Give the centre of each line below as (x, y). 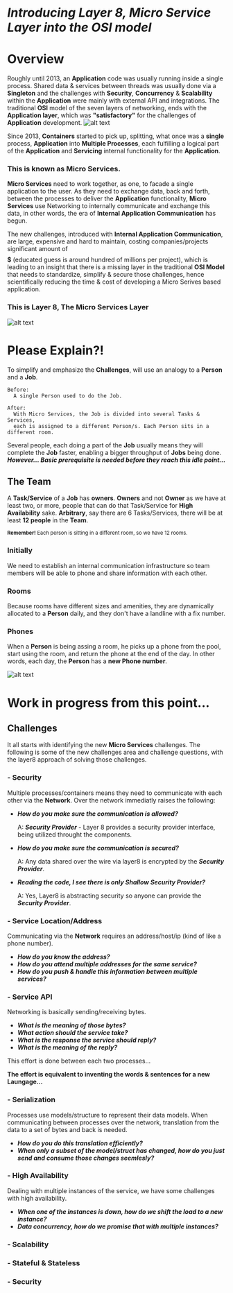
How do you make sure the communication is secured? (98, 848)
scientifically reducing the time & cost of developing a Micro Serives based (114, 282)
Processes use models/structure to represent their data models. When (107, 1115)
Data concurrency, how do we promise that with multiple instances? (118, 1226)
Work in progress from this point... (109, 703)
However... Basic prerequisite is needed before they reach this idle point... (116, 460)
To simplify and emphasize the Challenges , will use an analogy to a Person (115, 370)
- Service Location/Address (55, 920)
